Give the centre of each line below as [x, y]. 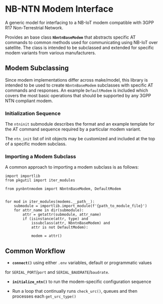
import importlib [23, 176]
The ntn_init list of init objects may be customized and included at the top [80, 139]
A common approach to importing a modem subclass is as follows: [72, 167]
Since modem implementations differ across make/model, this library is [76, 80]
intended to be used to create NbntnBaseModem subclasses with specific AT [79, 85]
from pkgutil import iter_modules [40, 180]
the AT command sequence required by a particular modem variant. [73, 129]
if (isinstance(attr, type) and [56, 219]
